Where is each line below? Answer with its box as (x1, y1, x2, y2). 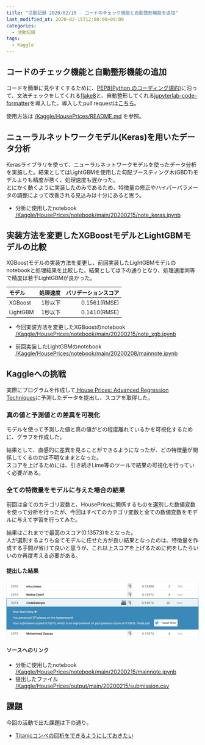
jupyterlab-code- (154, 92, 197, 99)
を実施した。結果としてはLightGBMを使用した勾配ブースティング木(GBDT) (6, 168, 193, 176)
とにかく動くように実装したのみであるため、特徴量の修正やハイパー (6, 184, 178, 191)
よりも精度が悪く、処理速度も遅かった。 (16, 176, 119, 183)
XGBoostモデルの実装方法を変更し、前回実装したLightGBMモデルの (6, 259, 176, 267)
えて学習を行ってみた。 (22, 516, 81, 524)
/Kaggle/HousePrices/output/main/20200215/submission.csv (15, 682, 170, 689)
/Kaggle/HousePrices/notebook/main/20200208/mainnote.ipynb (15, 350, 178, 357)
